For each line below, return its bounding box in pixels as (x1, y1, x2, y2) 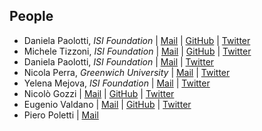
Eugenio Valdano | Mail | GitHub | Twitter (23, 98, 192, 110)
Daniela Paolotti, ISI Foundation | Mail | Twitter (23, 55, 215, 68)
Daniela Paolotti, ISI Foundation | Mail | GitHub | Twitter (23, 34, 251, 46)
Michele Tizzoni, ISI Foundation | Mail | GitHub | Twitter (23, 45, 252, 57)
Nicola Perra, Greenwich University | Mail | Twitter (23, 66, 231, 78)
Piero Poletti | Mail (23, 109, 99, 121)
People (9, 8, 54, 25)
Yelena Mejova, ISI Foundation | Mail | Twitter (23, 77, 211, 89)
